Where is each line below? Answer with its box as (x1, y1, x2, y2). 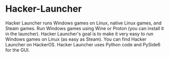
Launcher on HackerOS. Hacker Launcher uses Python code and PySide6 (5, 41, 161, 47)
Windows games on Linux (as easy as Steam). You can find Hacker (5, 36, 147, 42)
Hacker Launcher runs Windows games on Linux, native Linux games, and (5, 20, 162, 26)
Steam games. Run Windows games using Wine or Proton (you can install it (5, 25, 164, 31)
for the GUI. (5, 47, 30, 53)
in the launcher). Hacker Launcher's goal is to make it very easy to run (5, 31, 154, 37)
